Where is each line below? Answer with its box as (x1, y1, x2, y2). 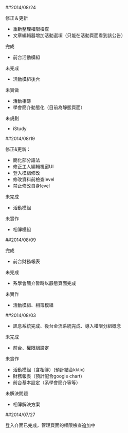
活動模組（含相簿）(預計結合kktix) (12, 367, 85, 372)
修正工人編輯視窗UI (12, 164, 54, 169)
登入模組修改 (12, 170, 40, 176)
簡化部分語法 (12, 157, 40, 163)
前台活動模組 (12, 54, 40, 60)
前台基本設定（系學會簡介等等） (12, 380, 81, 385)
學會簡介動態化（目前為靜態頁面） (12, 104, 85, 110)
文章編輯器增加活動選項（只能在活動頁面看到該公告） (12, 32, 126, 38)
